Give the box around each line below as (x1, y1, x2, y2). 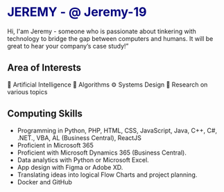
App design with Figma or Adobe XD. (17, 163, 123, 171)
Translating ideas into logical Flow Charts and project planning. (17, 171, 198, 179)
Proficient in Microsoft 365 (17, 141, 94, 149)
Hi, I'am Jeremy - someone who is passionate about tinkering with (7, 27, 196, 35)
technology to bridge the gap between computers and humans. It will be (7, 34, 214, 42)
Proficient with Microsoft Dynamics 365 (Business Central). (17, 148, 187, 157)
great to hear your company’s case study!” (7, 42, 129, 50)
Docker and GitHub (17, 177, 73, 186)
